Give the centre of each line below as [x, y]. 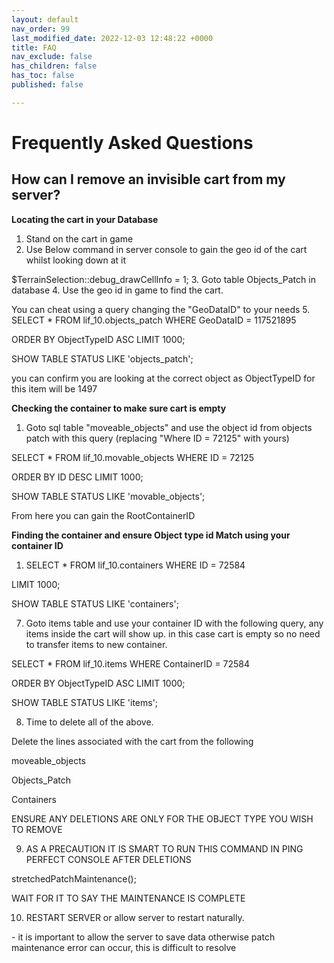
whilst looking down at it [75, 260]
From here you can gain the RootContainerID [103, 515]
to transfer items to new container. [96, 644]
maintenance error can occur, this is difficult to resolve [124, 947]
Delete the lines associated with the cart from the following [132, 741]
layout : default [45, 19]
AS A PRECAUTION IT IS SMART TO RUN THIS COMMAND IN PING [164, 848]
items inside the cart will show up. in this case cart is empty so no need [173, 633]
